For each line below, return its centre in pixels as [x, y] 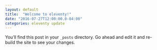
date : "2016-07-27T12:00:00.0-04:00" [44, 19]
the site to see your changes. [46, 43]
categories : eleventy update [35, 23]
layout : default [22, 10]
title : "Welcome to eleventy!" [38, 14]
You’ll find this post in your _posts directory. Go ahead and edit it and [75, 37]
